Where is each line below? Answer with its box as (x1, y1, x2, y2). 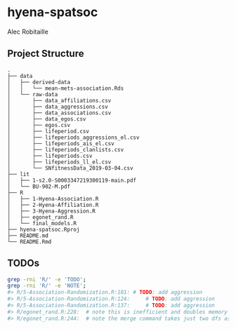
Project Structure (7, 48, 84, 60)
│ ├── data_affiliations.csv (7, 97, 112, 104)
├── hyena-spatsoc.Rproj (7, 226, 80, 233)
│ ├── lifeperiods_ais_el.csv (7, 140, 114, 147)
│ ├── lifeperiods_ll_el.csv (7, 159, 112, 166)
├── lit (7, 170, 30, 177)
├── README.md (7, 232, 49, 239)
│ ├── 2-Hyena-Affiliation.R (7, 201, 99, 208)
